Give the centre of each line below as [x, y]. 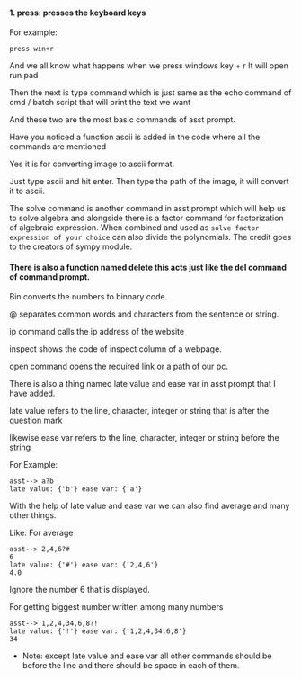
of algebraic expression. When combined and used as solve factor [134, 228]
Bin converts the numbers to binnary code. [89, 297]
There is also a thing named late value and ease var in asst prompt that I [142, 384]
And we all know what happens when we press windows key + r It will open [149, 66]
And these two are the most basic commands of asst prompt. [123, 120]
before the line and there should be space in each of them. [131, 666]
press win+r [31, 49]
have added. [32, 393]
